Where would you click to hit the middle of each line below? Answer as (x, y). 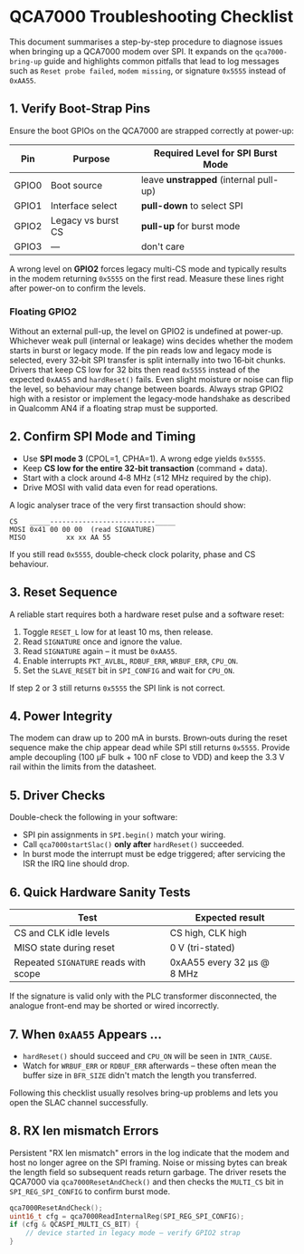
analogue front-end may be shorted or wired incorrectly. (114, 1006)
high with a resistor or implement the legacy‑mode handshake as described (150, 399)
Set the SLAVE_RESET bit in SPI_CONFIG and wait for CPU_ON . (128, 670)
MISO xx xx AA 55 (60, 537)
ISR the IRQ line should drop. (76, 863)
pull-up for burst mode (190, 226)
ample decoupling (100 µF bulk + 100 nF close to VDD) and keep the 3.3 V (147, 757)
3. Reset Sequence (63, 592)
